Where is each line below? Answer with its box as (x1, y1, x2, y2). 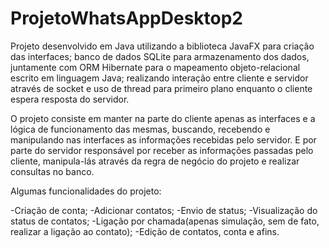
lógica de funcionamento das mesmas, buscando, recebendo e (10, 123, 271, 135)
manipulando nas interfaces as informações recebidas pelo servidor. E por (10, 133, 317, 146)
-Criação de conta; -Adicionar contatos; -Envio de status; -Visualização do (10, 204, 318, 216)
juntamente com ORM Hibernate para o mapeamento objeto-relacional (10, 61, 301, 73)
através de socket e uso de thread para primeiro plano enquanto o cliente (10, 82, 313, 94)
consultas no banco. (10, 165, 95, 177)
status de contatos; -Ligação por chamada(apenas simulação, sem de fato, (10, 215, 320, 227)
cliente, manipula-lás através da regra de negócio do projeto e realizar (10, 155, 300, 167)
